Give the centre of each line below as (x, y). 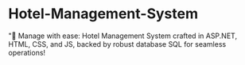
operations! (27, 52)
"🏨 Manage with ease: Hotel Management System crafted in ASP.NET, (122, 36)
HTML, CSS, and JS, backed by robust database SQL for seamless (117, 44)
